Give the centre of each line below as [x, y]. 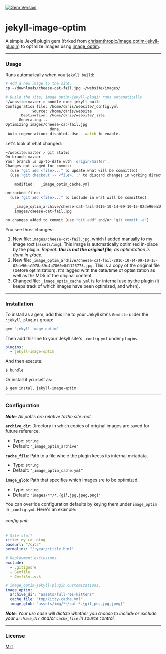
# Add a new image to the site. [39, 84]
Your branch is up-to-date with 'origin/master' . [58, 161]
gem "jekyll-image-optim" [32, 329]
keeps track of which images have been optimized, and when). [76, 286]
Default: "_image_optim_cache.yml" [48, 470]
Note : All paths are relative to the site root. [49, 416]
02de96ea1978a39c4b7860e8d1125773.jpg [52, 266]
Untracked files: [23, 193]
